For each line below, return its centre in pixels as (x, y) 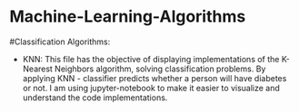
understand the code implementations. (95, 98)
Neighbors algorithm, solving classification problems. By (160, 69)
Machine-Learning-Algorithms (128, 17)
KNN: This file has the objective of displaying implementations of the (151, 59)
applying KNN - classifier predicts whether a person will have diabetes (154, 78)
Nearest (37, 69)
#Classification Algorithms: (60, 42)
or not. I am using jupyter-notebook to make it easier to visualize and (151, 88)
